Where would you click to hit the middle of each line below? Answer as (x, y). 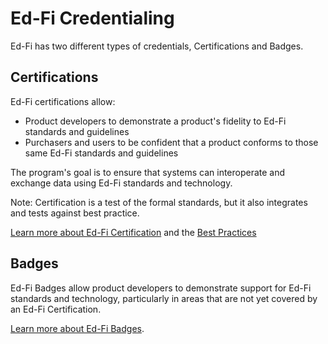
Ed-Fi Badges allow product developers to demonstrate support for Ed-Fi (161, 288)
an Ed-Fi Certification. (56, 309)
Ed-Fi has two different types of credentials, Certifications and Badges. (157, 46)
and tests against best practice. (75, 213)
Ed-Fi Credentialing (92, 18)
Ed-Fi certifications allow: (63, 101)
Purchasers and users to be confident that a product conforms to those (171, 142)
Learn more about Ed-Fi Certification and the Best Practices (133, 232)
